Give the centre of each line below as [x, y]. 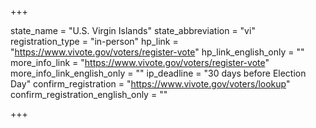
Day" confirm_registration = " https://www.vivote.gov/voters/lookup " [150, 84]
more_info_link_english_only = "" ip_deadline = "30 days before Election [158, 73]
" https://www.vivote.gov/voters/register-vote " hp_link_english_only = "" [157, 52]
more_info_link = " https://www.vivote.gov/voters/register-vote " [140, 62]
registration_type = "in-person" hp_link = [94, 41]
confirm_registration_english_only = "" [89, 94]
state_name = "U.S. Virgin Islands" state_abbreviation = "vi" [133, 30]
